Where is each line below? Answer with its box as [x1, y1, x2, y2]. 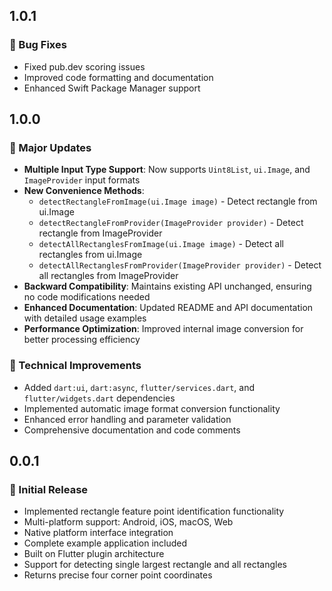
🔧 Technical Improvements [9, 359, 142, 373]
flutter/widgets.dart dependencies [23, 392, 176, 404]
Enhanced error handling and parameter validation [23, 413, 232, 425]
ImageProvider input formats [23, 174, 141, 186]
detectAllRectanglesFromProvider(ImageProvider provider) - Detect [38, 259, 322, 271]
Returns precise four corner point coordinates [23, 569, 213, 581]
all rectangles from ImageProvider [38, 270, 179, 282]
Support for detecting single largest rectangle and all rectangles [23, 559, 287, 571]
